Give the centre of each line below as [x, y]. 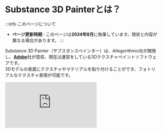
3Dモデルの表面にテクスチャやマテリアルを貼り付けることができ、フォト [78, 69]
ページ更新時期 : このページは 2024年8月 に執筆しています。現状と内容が [85, 34]
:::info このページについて [30, 24]
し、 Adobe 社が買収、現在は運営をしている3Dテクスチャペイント [70, 57]
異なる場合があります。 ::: [38, 40]
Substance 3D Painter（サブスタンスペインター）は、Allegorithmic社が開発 [81, 51]
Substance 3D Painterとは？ [63, 9]
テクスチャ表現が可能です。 [45, 75]
